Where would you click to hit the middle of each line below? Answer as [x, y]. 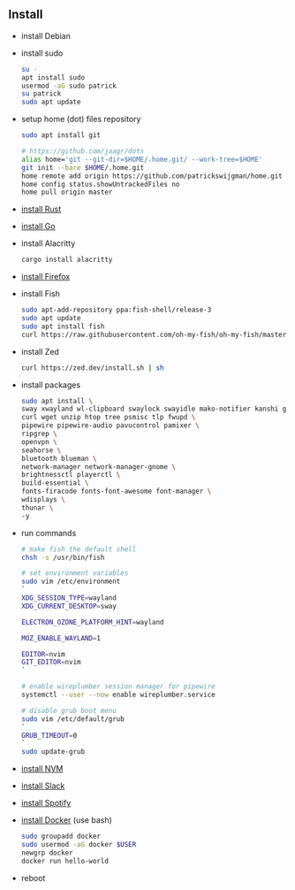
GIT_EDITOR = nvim [51, 663]
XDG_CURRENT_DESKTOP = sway [68, 606]
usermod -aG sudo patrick [68, 86]
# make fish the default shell [79, 549]
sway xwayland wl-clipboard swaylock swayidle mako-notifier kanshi [150, 409]
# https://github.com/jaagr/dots [83, 151]
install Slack [43, 786]
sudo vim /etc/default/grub [72, 719]
